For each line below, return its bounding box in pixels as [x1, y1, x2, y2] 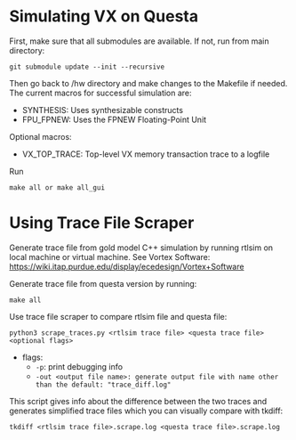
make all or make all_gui [9, 183, 105, 192]
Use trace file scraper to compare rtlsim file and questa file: [9, 311, 228, 322]
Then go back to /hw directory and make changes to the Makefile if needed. [9, 77, 288, 88]
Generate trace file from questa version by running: [9, 278, 197, 289]
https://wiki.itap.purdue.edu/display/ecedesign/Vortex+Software [9, 261, 244, 272]
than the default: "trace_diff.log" [35, 380, 172, 389]
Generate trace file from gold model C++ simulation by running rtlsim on [9, 242, 274, 253]
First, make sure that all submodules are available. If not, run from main [9, 36, 269, 46]
